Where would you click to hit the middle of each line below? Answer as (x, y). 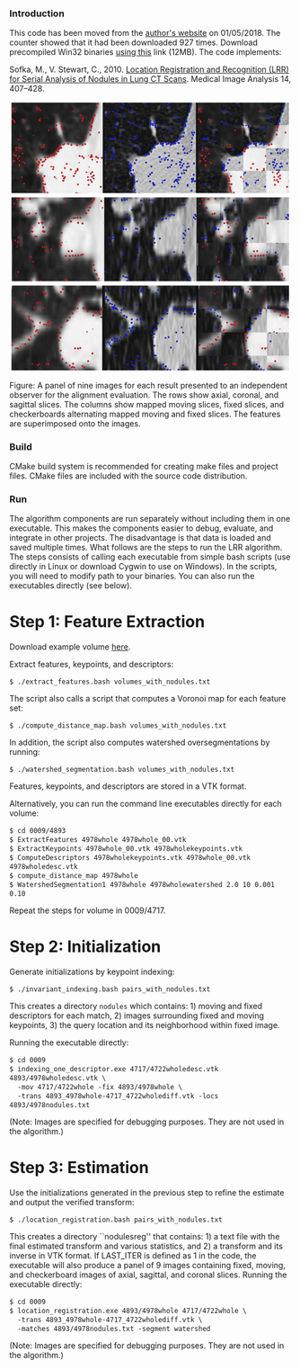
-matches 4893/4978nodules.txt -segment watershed (114, 1329)
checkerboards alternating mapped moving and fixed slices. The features (145, 414)
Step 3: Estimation (79, 1168)
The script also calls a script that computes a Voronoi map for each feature (148, 699)
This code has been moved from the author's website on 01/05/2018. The (145, 33)
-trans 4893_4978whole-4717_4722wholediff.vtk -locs (118, 1096)
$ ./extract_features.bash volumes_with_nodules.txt (110, 682)
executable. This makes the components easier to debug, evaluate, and (141, 528)
